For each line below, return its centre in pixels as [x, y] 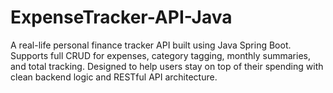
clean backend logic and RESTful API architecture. [114, 77]
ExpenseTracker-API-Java [121, 17]
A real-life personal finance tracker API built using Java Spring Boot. [151, 45]
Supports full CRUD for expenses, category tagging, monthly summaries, [160, 55]
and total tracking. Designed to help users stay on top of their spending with [167, 66]
